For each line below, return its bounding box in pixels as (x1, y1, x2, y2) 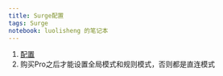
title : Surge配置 (8, 11, 64, 20)
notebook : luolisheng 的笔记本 (8, 26, 109, 34)
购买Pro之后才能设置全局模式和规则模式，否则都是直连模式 (19, 59, 216, 69)
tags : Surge (8, 19, 48, 27)
